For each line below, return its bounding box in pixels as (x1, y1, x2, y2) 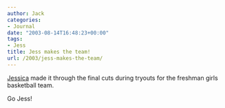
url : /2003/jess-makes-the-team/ (7, 55, 103, 62)
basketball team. (7, 80, 54, 89)
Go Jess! (7, 94, 32, 102)
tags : (7, 36, 23, 43)
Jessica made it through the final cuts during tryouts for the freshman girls (7, 74, 218, 82)
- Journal (7, 23, 36, 30)
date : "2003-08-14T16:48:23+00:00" (7, 29, 109, 36)
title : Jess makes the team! (7, 49, 91, 56)
